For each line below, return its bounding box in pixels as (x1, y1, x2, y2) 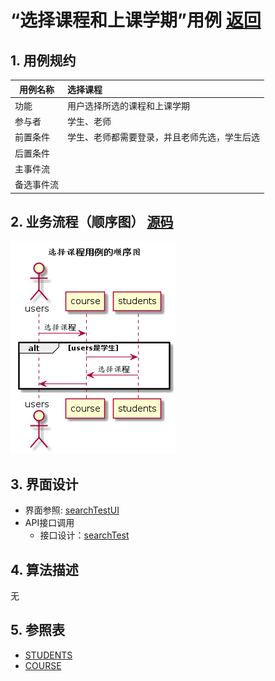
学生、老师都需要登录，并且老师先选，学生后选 (67, 131, 260, 143)
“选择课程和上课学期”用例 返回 (10, 9, 262, 32)
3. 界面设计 (10, 476, 79, 493)
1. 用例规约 (10, 52, 77, 69)
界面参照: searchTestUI (24, 504, 120, 516)
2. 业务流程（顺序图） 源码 (10, 213, 174, 230)
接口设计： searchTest (39, 529, 130, 541)
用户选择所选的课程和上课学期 (67, 99, 190, 111)
